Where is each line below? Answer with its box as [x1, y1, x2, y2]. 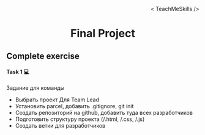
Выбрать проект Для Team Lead [15, 96, 100, 103]
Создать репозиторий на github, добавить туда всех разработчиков [15, 109, 193, 116]
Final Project [70, 27, 136, 40]
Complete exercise [6, 51, 80, 61]
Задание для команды [6, 84, 65, 91]
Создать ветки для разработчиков [15, 122, 106, 129]
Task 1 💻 [6, 68, 29, 76]
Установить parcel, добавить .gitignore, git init [15, 102, 134, 109]
